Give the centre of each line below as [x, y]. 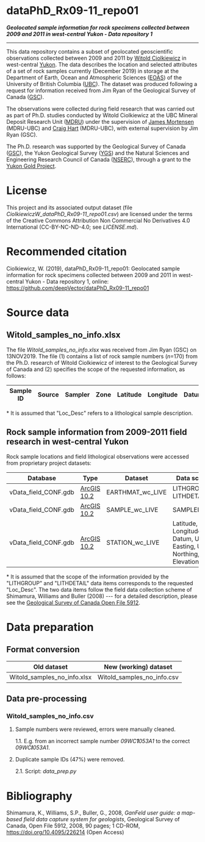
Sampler [77, 394]
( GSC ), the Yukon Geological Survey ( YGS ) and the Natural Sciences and [98, 153]
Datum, [183, 539]
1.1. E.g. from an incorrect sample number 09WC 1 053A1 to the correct [103, 741]
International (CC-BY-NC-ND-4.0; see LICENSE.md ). [72, 227]
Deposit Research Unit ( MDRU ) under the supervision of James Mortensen [100, 121]
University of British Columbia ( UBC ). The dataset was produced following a [102, 84]
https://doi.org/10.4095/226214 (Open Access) [65, 832]
